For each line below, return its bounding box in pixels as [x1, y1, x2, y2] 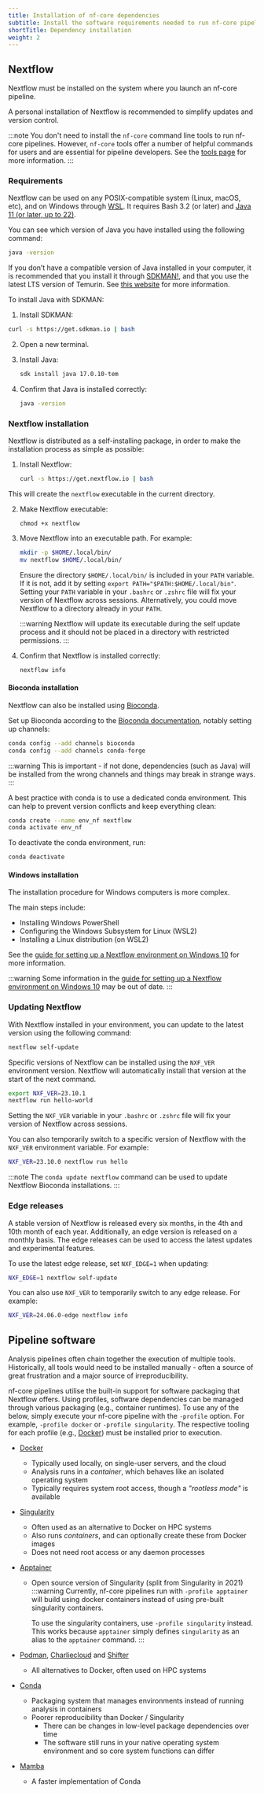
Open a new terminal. [19, 340, 90, 349]
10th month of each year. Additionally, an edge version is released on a [8, 1227, 237, 1236]
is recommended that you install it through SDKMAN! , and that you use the [8, 271, 249, 281]
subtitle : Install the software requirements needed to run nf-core [8, 19, 237, 27]
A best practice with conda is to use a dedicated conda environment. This [8, 792, 247, 803]
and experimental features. [8, 1243, 96, 1253]
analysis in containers [31, 1704, 102, 1714]
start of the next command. [8, 1074, 97, 1083]
